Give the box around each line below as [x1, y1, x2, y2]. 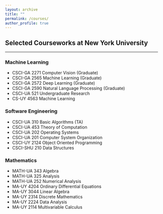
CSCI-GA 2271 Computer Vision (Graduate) [12, 70, 98, 76]
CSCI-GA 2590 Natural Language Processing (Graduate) [12, 86, 125, 91]
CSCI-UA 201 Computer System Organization [12, 134, 103, 140]
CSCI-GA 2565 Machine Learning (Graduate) [12, 75, 102, 81]
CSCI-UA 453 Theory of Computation [12, 124, 87, 130]
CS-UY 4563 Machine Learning [12, 96, 75, 102]
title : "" [5, 12, 25, 17]
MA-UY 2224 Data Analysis [12, 199, 67, 205]
